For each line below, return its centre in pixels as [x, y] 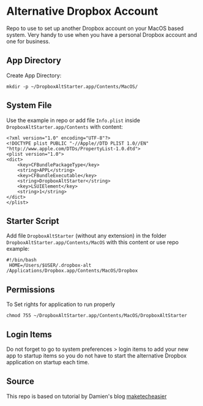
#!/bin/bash [21, 260]
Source [20, 381]
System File [29, 105]
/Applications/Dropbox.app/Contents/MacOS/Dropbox [72, 271]
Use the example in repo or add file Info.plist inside [73, 120]
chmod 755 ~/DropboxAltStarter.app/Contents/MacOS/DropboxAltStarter [97, 316]
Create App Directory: [34, 75]
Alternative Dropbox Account [82, 11]
